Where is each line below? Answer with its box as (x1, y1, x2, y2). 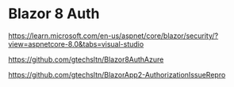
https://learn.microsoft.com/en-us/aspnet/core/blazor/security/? (8, 31, 219, 40)
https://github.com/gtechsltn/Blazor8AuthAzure (8, 55, 164, 64)
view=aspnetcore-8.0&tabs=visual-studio (8, 39, 144, 48)
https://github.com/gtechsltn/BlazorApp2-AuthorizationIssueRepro (8, 70, 226, 79)
